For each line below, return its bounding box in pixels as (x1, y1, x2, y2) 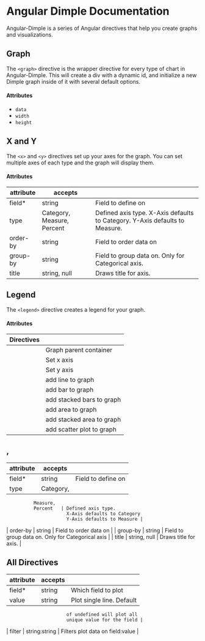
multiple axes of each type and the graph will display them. (6, 159, 154, 166)
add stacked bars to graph (45, 395, 121, 404)
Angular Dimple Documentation (6, 4, 170, 18)
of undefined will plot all (66, 611, 138, 618)
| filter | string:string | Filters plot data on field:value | (6, 628, 139, 635)
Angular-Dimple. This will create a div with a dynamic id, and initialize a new (6, 71, 197, 79)
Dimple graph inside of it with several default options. (6, 78, 140, 85)
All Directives (6, 557, 59, 568)
